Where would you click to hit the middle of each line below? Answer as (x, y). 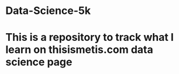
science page (39, 62)
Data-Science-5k (48, 11)
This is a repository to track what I (89, 38)
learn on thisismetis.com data (79, 50)
